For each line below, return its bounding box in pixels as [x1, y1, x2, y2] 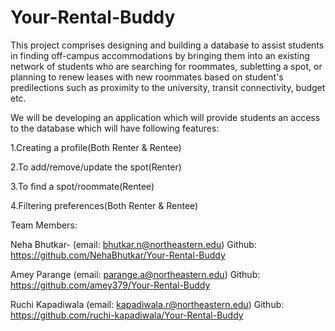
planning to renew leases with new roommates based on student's [10, 71, 284, 83]
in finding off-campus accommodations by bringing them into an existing [10, 49, 310, 61]
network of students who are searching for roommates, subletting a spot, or [10, 60, 323, 72]
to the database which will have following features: [10, 122, 220, 134]
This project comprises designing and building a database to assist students [10, 39, 325, 51]
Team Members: [10, 219, 78, 231]
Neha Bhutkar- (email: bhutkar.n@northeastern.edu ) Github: [10, 238, 257, 250]
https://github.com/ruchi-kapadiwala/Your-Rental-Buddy [10, 309, 244, 321]
